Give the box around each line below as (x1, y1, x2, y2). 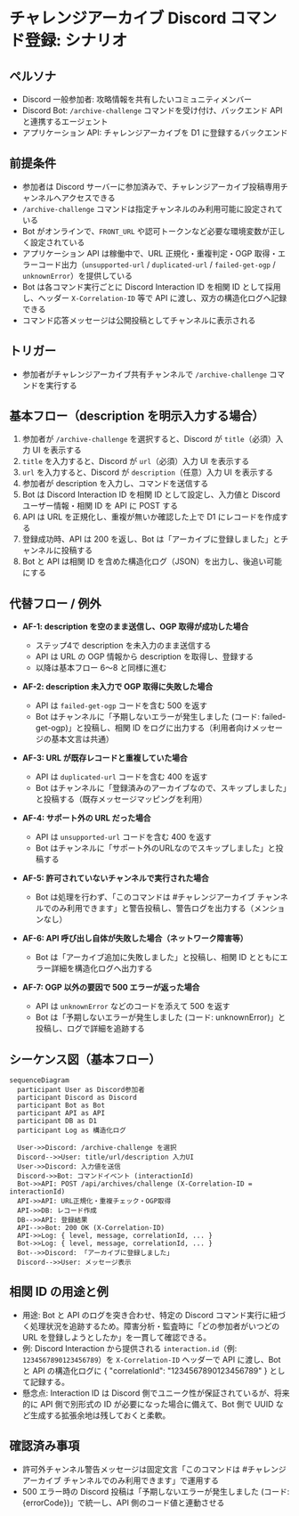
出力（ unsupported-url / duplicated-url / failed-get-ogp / (61, 259, 276, 270)
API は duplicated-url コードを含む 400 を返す (35, 771, 208, 782)
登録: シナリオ (25, 30, 127, 51)
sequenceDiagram (9, 1076, 69, 1085)
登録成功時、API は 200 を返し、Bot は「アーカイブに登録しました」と (21, 534, 281, 544)
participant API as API (17, 1109, 105, 1118)
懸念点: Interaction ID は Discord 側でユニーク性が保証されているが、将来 (21, 1387, 290, 1398)
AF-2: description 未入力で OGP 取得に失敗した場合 (21, 681, 214, 692)
